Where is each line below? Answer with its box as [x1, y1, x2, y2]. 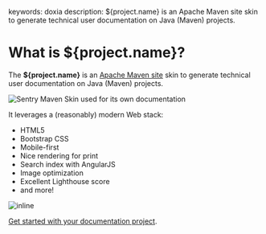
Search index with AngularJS [19, 159, 116, 169]
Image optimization [19, 168, 84, 178]
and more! [19, 185, 55, 195]
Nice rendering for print [19, 150, 99, 160]
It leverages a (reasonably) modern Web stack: [8, 109, 164, 119]
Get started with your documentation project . [8, 216, 158, 226]
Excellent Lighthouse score [19, 176, 110, 186]
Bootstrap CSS [19, 133, 69, 143]
